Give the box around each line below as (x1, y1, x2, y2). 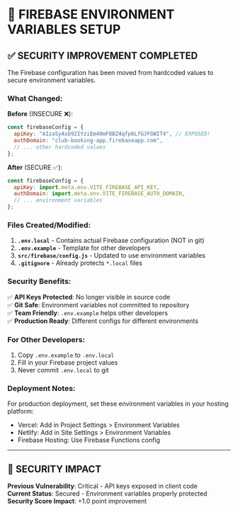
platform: (7, 407, 34, 416)
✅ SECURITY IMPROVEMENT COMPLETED (7, 50, 198, 62)
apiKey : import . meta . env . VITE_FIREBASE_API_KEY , (13, 183, 160, 190)
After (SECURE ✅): (7, 163, 62, 171)
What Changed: (7, 93, 63, 103)
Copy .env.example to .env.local (17, 351, 115, 359)
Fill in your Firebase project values (17, 358, 118, 367)
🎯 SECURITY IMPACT (7, 463, 102, 475)
